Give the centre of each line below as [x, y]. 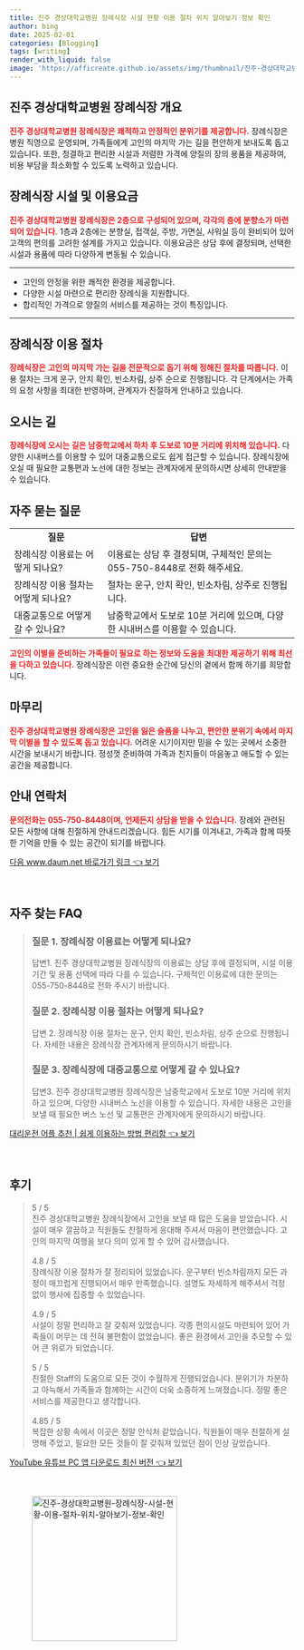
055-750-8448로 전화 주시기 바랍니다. [100, 986]
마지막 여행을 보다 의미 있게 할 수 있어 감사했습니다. [139, 1241]
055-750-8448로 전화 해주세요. [176, 568]
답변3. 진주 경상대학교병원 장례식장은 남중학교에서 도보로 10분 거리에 [152, 1091]
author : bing [34, 26]
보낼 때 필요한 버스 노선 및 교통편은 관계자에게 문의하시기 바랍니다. [148, 1114]
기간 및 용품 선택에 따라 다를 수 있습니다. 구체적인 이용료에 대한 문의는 [154, 974]
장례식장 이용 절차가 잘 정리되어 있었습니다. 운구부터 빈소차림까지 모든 [155, 1272]
